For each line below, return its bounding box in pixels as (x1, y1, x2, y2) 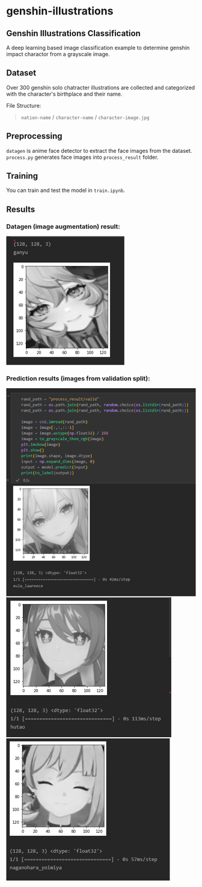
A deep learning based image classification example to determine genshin (6, 44, 190, 51)
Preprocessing (6, 131, 63, 141)
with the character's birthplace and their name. (6, 90, 123, 97)
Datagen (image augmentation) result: (6, 222, 120, 230)
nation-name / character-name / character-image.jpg (20, 113, 150, 121)
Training (6, 171, 38, 181)
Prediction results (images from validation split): (6, 374, 150, 383)
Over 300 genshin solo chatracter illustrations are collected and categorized (6, 84, 195, 91)
